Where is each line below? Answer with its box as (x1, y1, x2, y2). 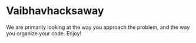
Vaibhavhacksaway (6, 4, 104, 18)
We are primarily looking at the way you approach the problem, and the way (6, 24, 190, 31)
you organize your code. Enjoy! (6, 29, 82, 37)
